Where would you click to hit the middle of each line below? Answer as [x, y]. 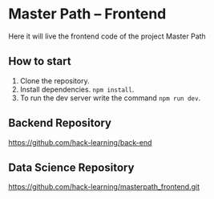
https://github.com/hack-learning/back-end [80, 142]
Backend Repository [60, 123]
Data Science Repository [71, 167]
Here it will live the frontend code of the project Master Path [107, 36]
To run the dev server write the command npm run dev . [110, 98]
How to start [40, 61]
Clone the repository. [55, 80]
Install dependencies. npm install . [77, 89]
